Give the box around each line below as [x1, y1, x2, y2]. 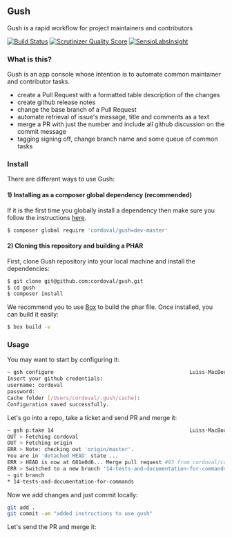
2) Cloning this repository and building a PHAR [7, 241, 144, 250]
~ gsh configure [7, 369, 54, 376]
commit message [17, 128, 67, 136]
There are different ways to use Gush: [7, 175, 115, 183]
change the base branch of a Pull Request [17, 106, 137, 114]
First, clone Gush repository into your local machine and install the [7, 257, 195, 265]
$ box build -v [7, 323, 51, 330]
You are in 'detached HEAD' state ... [7, 452, 119, 459]
